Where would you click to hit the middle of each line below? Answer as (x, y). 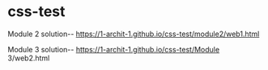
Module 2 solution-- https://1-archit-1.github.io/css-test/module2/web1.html (134, 34)
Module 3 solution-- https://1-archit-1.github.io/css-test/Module (114, 49)
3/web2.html (29, 58)
